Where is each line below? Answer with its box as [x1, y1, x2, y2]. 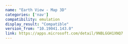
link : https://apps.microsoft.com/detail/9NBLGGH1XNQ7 [5, 31, 123, 36]
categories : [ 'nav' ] [5, 12, 49, 17]
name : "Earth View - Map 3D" [5, 7, 67, 13]
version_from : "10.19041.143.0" [5, 26, 73, 31]
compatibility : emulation [5, 17, 60, 22]
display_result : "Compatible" [5, 21, 69, 27]
